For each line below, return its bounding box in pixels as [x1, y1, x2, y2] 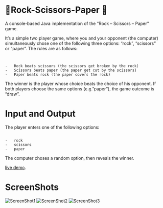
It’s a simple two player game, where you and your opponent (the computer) [5, 35, 159, 41]
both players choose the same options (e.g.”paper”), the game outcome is [5, 85, 155, 92]
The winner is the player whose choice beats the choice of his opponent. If [5, 81, 156, 86]
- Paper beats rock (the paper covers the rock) [5, 72, 111, 77]
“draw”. [5, 91, 20, 97]
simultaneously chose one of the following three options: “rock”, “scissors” [5, 40, 156, 46]
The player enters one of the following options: [5, 124, 99, 130]
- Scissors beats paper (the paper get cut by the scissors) [5, 68, 137, 73]
